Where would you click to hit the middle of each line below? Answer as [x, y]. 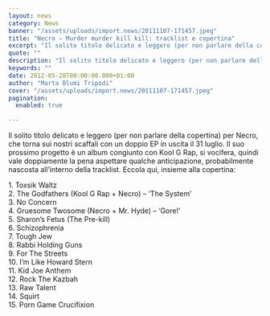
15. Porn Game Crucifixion [51, 305]
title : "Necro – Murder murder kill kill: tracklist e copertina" [122, 38]
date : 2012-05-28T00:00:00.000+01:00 [72, 76]
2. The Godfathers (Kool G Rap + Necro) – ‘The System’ [100, 194]
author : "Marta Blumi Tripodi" [61, 83]
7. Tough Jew [30, 236]
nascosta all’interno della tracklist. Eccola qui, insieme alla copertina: [122, 170]
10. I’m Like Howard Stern [50, 262]
